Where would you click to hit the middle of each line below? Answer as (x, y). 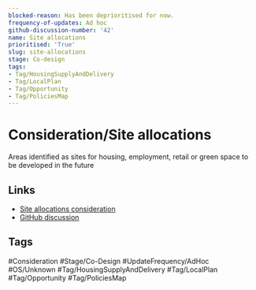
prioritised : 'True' (42, 45)
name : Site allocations (47, 37)
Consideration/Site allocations (110, 135)
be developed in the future (51, 165)
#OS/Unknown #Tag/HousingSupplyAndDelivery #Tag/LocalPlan (113, 270)
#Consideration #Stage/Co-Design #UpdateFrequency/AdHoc (109, 261)
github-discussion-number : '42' (61, 30)
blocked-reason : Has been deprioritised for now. (91, 15)
